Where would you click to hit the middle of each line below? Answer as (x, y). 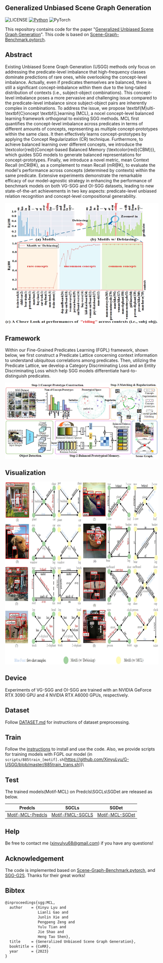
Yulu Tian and (52, 927)
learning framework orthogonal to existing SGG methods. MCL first (72, 118)
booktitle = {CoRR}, (30, 946)
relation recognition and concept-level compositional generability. (71, 196)
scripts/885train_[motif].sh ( (35, 759)
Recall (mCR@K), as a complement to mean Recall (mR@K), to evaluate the (80, 165)
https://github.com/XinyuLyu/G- (97, 759)
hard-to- (128, 371)
